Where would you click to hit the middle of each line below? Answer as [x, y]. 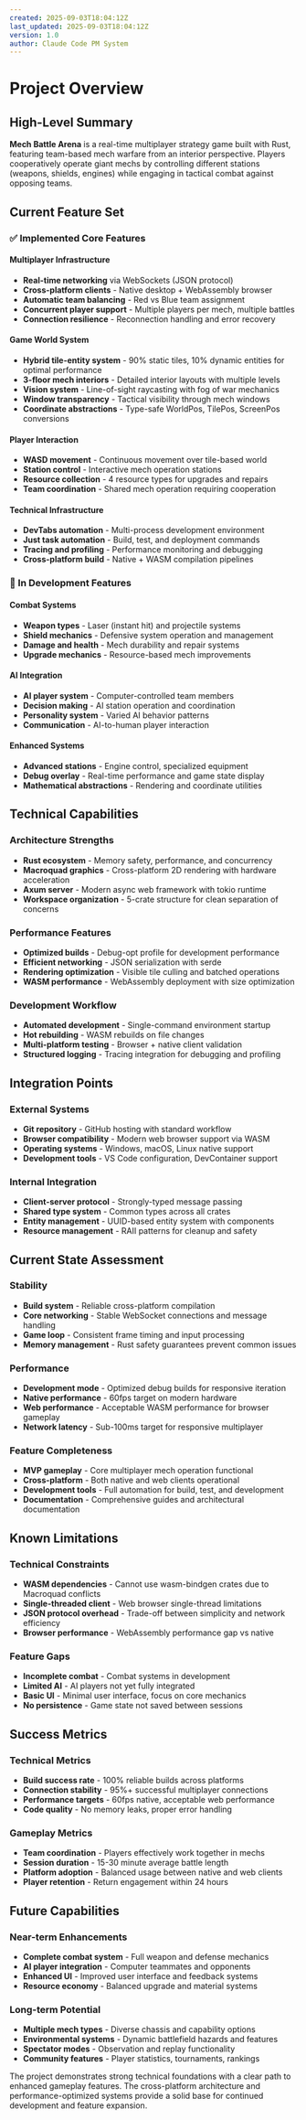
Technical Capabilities [74, 814]
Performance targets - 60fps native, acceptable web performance [149, 1800]
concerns [41, 909]
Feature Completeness [61, 1451]
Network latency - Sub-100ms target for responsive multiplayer [143, 1427]
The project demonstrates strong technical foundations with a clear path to [150, 2076]
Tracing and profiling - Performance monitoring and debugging [142, 550]
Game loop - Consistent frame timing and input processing [133, 1334]
